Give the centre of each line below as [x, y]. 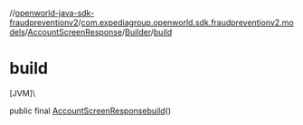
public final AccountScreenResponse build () [90, 111]
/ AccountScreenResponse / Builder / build [99, 32]
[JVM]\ [23, 93]
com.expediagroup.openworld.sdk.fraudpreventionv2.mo [187, 22]
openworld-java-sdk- [55, 13]
